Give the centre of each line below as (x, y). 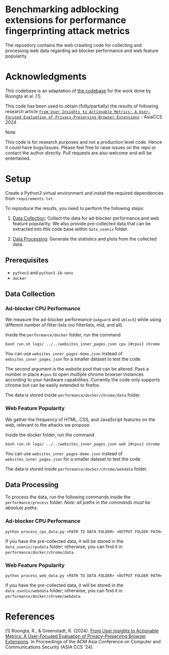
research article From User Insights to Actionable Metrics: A (71, 111)
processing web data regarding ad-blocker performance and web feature (82, 50)
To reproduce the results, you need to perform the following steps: (75, 208)
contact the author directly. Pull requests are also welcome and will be (79, 153)
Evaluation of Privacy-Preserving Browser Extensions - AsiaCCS (93, 117)
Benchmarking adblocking (62, 9)
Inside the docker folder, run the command (50, 435)
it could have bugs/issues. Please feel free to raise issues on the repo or (81, 147)
